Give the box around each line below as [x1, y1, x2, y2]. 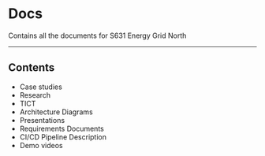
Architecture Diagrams [19, 107, 93, 117]
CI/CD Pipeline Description [19, 132, 106, 142]
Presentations [19, 115, 65, 124]
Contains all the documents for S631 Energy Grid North [8, 31, 187, 40]
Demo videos [19, 140, 63, 150]
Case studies [19, 82, 63, 91]
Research [19, 90, 51, 99]
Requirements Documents [19, 124, 104, 133]
